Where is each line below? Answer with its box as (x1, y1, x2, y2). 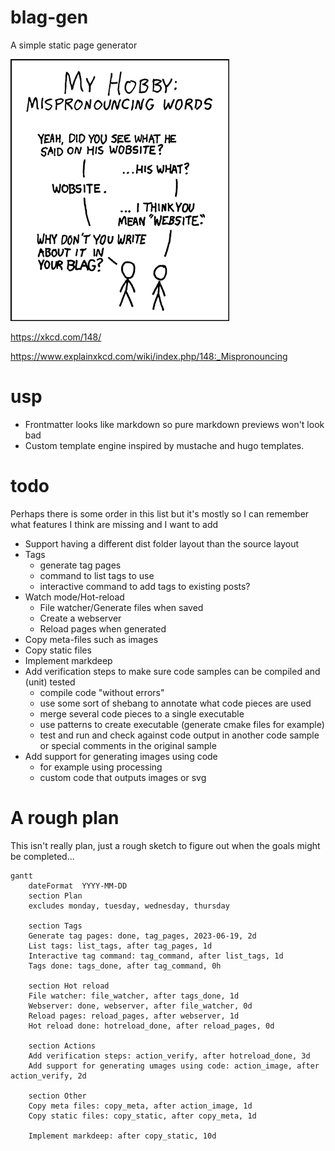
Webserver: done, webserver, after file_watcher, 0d (28, 1001, 253, 1011)
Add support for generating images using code (24, 750, 218, 762)
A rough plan (10, 807, 120, 829)
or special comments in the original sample (39, 739, 217, 751)
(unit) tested (24, 676, 76, 688)
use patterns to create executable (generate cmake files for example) (39, 718, 325, 730)
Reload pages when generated (39, 622, 167, 635)
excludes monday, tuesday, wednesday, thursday (28, 901, 230, 911)
